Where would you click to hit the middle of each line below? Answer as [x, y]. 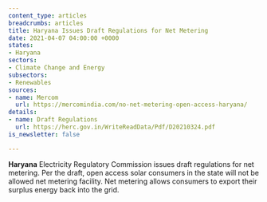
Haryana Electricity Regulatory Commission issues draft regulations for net [132, 164]
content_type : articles [48, 16]
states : [21, 46]
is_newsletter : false [44, 134]
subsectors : [28, 75]
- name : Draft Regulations [53, 120]
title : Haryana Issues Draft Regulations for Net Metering [108, 30]
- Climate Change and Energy [57, 68]
